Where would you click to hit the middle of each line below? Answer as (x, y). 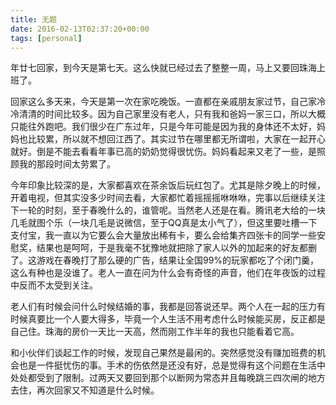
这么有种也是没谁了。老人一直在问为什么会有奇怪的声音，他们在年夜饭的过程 (168, 273)
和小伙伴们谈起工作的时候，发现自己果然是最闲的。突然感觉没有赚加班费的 (163, 353)
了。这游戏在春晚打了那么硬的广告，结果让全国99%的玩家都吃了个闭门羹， (165, 260)
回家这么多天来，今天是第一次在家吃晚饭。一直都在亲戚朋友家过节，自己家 (163, 102)
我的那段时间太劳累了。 (67, 164)
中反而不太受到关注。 (54, 285)
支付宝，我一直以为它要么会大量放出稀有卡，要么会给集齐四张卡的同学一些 (163, 235)
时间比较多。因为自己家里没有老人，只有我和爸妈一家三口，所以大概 (185, 114)
